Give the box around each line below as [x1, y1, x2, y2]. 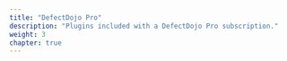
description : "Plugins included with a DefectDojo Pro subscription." [9, 22, 279, 30]
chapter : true [9, 38, 63, 48]
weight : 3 [9, 30, 47, 39]
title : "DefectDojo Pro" [9, 13, 102, 22]
